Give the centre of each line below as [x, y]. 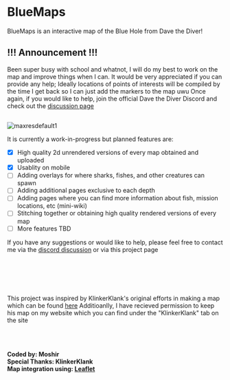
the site [18, 320]
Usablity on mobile [44, 168]
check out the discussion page [50, 106]
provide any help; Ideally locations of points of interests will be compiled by [114, 84]
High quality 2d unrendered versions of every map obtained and [108, 153]
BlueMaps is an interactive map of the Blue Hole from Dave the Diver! [105, 31]
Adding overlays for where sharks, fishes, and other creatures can [111, 176]
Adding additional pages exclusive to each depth [86, 191]
